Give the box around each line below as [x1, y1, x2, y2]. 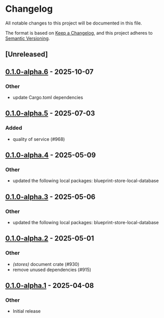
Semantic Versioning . [5, 35, 50, 41]
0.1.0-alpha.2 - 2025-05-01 [5, 234, 94, 243]
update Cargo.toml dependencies [12, 94, 83, 101]
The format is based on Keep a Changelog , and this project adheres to [5, 30, 153, 36]
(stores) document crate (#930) [12, 261, 80, 267]
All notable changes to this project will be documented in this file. [5, 20, 143, 26]
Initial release [12, 308, 41, 314]
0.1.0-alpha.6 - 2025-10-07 [5, 67, 94, 76]
